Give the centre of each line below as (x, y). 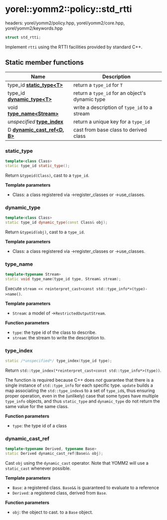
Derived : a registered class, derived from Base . (60, 493)
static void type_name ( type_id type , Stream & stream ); (63, 279)
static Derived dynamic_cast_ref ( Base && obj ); (54, 454)
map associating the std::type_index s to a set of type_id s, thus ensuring (80, 390)
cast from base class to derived (110, 129)
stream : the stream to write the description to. (59, 337)
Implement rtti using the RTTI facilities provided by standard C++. (74, 47)
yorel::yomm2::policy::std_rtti (69, 9)
